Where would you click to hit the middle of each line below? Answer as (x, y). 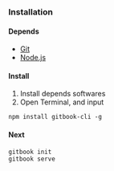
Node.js (33, 58)
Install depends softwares (63, 94)
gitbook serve (32, 159)
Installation (31, 12)
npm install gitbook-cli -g (55, 117)
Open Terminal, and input (62, 102)
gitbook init (30, 152)
